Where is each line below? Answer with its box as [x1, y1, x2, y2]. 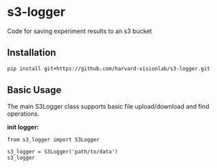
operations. [7, 109, 40, 118]
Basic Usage [7, 84, 62, 96]
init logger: [7, 123, 39, 132]
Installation [7, 47, 56, 59]
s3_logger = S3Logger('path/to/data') [7, 149, 118, 156]
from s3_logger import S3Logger [7, 136, 100, 143]
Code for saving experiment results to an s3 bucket [7, 27, 152, 35]
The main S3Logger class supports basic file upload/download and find [7, 103, 209, 111]
